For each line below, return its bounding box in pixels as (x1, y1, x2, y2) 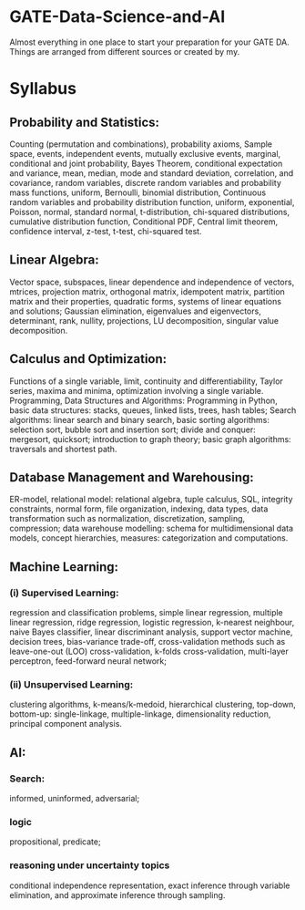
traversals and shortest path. (9, 443, 117, 454)
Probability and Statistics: (9, 114, 160, 129)
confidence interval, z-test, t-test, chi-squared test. (9, 225, 202, 236)
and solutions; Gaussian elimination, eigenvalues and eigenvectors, (9, 305, 261, 316)
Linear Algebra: (9, 253, 99, 268)
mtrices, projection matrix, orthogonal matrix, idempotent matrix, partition (9, 285, 285, 297)
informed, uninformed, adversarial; (9, 793, 140, 804)
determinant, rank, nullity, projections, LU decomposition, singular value (9, 315, 280, 326)
